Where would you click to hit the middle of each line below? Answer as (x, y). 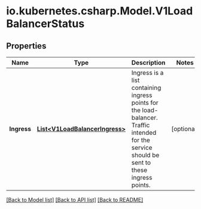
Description (148, 63)
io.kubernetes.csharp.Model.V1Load (100, 11)
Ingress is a (147, 73)
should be (145, 155)
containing (146, 88)
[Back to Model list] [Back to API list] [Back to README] (75, 200)
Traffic (141, 125)
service (142, 148)
